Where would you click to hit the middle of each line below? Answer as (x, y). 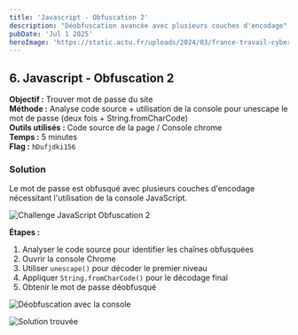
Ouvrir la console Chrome (69, 259)
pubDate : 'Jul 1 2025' (51, 34)
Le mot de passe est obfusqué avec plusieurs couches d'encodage (132, 189)
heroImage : (29, 42)
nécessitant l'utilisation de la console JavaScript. (98, 198)
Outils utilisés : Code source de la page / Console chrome (116, 128)
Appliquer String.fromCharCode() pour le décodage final (125, 278)
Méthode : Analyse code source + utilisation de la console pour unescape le (149, 109)
